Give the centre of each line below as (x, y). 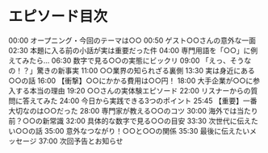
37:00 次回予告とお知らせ (81, 141)
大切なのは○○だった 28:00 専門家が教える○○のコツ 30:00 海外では (123, 110)
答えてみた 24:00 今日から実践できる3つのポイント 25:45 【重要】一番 (140, 101)
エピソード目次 (58, 17)
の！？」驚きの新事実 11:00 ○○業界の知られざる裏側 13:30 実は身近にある (132, 70)
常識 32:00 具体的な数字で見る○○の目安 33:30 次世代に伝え (151, 121)
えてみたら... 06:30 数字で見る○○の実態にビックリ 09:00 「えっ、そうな (130, 60)
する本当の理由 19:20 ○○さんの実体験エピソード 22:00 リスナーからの (133, 90)
